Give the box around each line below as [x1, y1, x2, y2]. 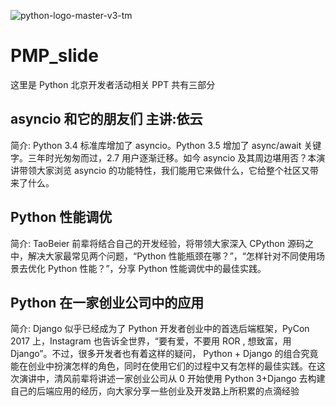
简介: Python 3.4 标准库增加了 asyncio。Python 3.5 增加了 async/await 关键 [10, 139, 322, 151]
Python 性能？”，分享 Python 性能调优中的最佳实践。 [47, 262, 267, 274]
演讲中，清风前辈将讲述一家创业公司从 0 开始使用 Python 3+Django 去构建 [18, 373, 326, 385]
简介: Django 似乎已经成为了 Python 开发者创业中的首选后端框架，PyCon [10, 323, 310, 335]
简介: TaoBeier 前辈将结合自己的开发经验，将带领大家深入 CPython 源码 [10, 237, 305, 249]
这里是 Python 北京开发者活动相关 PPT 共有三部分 [10, 78, 216, 90]
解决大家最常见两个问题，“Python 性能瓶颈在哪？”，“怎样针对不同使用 [27, 250, 317, 262]
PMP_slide [10, 45, 99, 67]
